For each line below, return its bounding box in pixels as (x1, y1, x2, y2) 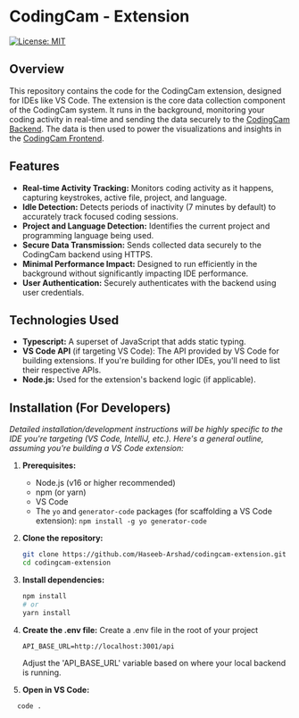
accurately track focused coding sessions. (21, 211, 179, 221)
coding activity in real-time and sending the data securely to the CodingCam (9, 113, 290, 124)
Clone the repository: (21, 533, 104, 544)
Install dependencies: (21, 574, 105, 585)
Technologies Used (9, 313, 119, 328)
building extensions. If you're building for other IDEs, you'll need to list (21, 355, 280, 366)
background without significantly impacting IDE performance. (21, 268, 249, 279)
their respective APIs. (21, 364, 102, 376)
